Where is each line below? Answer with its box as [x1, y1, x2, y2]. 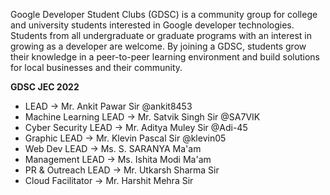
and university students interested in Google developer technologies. [10, 19, 295, 31]
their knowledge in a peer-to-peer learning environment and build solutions [10, 51, 320, 63]
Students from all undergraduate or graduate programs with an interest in [10, 30, 312, 41]
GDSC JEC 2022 [10, 81, 80, 93]
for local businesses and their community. [10, 62, 183, 73]
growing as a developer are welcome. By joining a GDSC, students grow [10, 40, 307, 52]
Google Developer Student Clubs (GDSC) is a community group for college [10, 9, 318, 20]
